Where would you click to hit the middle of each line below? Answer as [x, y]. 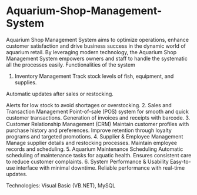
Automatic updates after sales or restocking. [60, 94]
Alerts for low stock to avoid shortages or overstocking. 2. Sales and [89, 105]
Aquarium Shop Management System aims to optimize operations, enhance [98, 39]
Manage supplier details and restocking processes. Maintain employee [92, 143]
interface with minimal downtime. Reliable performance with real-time [101, 168]
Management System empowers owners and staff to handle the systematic [97, 58]
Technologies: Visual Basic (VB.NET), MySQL [61, 185]
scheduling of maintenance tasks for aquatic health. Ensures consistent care [99, 155]
